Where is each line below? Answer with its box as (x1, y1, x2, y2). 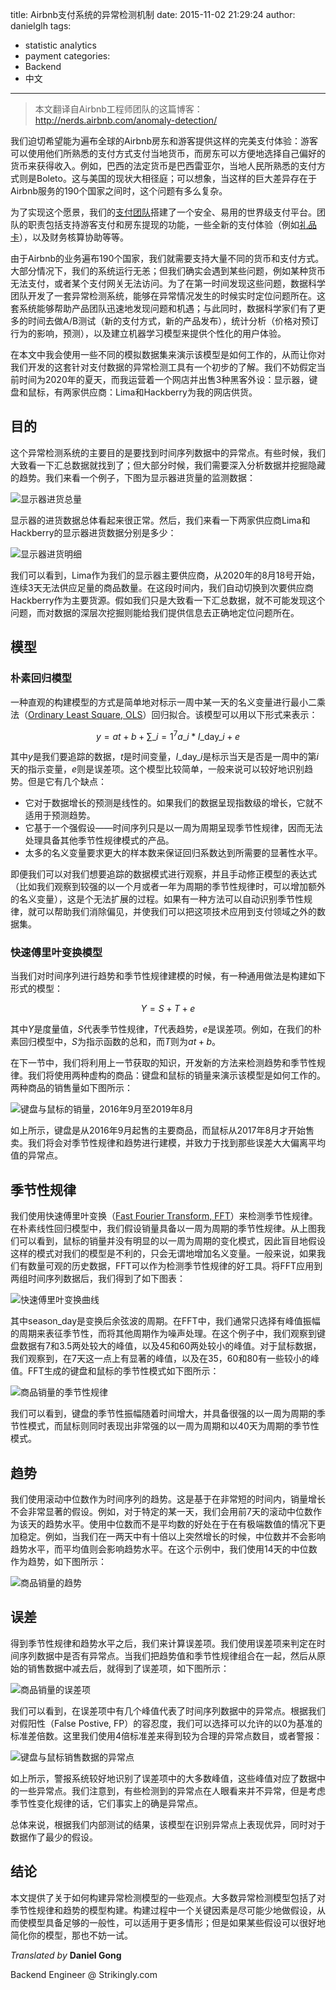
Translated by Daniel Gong (10, 1949, 122, 1961)
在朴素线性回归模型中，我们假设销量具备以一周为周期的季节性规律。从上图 (10, 1223, 317, 1235)
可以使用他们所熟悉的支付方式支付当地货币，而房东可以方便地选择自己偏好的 (10, 148, 326, 159)
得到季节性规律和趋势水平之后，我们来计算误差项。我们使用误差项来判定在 (10, 1637, 317, 1649)
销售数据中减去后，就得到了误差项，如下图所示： (27, 1662, 230, 1674)
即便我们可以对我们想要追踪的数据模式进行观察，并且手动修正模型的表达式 (10, 868, 317, 880)
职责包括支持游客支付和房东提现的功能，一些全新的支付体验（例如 (27, 219, 300, 230)
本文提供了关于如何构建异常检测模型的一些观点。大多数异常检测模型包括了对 (10, 1891, 326, 1903)
